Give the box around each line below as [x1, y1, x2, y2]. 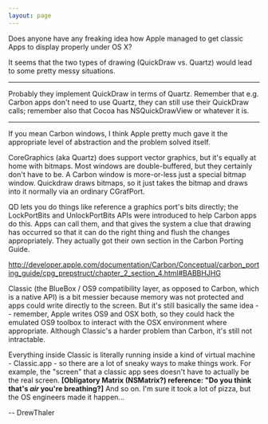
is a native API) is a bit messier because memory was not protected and [8, 292, 244, 301]
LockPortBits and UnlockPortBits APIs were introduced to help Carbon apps [8, 210, 257, 220]
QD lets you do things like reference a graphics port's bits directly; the [8, 202, 239, 211]
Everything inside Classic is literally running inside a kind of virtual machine [8, 350, 255, 359]
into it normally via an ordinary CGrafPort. [8, 186, 145, 196]
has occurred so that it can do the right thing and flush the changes [8, 227, 231, 237]
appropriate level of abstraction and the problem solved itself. [8, 137, 211, 147]
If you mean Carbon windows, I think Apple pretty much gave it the [8, 128, 228, 138]
